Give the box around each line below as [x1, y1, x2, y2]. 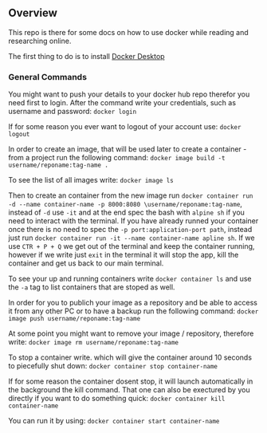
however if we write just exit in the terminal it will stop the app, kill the [8, 250, 239, 260]
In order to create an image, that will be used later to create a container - [8, 144, 247, 154]
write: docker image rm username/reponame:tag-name [8, 337, 179, 347]
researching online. [8, 36, 72, 45]
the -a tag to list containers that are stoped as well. [8, 282, 175, 292]
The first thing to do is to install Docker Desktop [8, 51, 165, 61]
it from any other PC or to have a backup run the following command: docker [8, 306, 259, 316]
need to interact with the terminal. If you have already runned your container [8, 216, 259, 226]
